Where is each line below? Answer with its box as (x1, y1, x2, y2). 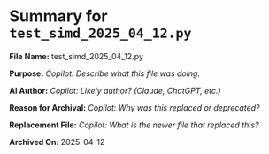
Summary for (9, 6, 108, 27)
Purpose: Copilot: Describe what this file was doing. (9, 68, 201, 79)
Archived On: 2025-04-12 (9, 136, 105, 147)
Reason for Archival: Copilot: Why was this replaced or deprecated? (9, 102, 260, 112)
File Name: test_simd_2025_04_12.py (9, 50, 144, 61)
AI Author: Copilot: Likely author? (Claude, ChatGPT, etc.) (9, 85, 221, 96)
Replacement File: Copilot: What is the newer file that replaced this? (9, 119, 259, 130)
